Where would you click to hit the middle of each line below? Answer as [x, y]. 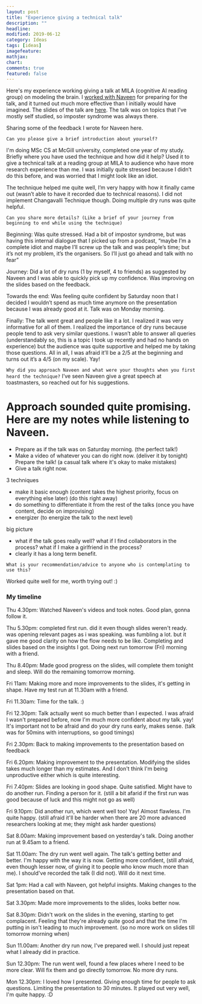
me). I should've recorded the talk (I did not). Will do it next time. [86, 873]
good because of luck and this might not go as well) [71, 799]
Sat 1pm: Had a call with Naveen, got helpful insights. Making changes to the [101, 885]
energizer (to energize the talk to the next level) [74, 518]
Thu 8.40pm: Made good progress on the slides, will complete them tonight [100, 666]
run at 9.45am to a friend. [38, 842]
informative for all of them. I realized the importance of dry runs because [96, 327]
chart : [14, 62]
